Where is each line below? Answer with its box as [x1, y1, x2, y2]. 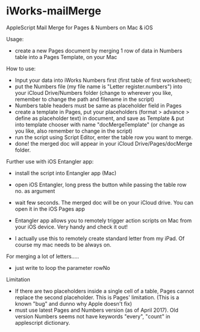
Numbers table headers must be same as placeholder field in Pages [14, 102, 182, 109]
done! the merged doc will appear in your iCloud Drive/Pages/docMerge [14, 140, 193, 147]
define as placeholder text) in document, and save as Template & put [14, 115, 184, 122]
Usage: [6, 35, 24, 42]
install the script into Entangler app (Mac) [14, 169, 117, 177]
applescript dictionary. [14, 319, 70, 326]
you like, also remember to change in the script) [14, 127, 133, 134]
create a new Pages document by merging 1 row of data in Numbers [14, 47, 183, 54]
